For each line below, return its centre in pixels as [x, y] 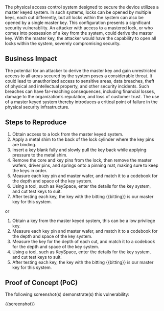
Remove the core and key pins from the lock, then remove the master [82, 160]
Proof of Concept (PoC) [41, 283]
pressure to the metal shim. [40, 155]
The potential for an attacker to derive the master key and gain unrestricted [81, 70]
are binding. [24, 144]
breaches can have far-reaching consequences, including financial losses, [80, 91]
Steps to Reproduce [36, 122]
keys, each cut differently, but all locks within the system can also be [74, 17]
